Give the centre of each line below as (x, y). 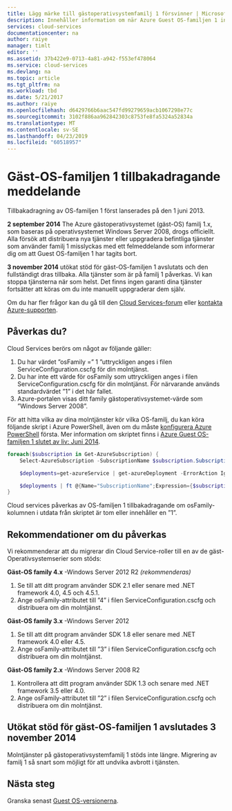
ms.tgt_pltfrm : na (33, 85)
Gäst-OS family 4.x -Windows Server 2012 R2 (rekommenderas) (99, 572)
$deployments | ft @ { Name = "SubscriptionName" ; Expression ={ (106, 486)
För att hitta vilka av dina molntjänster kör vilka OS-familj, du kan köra (106, 419)
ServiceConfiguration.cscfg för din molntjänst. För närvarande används (118, 384)
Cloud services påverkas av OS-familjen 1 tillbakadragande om (96, 505)
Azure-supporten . (32, 310)
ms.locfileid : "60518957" (44, 143)
